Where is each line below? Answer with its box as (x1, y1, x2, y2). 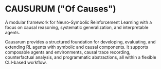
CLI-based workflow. (5, 59, 47, 65)
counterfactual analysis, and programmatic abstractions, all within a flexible (5, 54, 157, 60)
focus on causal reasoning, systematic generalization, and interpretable (5, 24, 149, 30)
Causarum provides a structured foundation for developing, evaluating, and (5, 39, 156, 44)
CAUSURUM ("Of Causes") (5, 3, 116, 14)
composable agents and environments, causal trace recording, (5, 49, 131, 55)
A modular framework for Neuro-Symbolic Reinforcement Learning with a (5, 19, 152, 25)
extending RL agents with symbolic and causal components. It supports (5, 44, 148, 50)
